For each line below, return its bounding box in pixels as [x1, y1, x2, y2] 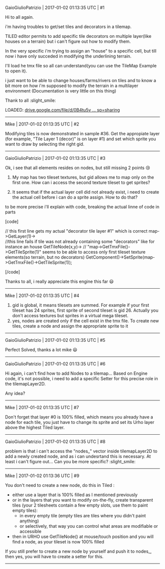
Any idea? [5, 390, 26, 396]
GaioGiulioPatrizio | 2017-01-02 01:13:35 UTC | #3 [5, 155, 106, 161]
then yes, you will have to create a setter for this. [5, 554, 104, 559]
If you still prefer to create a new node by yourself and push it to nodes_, [5, 548, 152, 554]
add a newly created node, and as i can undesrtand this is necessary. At [5, 453, 151, 459]
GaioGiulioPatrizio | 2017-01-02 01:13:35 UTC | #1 [5, 5, 105, 10]
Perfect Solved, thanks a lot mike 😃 [5, 347, 78, 353]
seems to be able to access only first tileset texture [42, 249, 146, 255]
